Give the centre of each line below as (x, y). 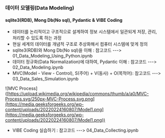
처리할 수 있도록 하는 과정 (37, 38)
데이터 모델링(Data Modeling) (40, 7)
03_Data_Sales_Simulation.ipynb (45, 79)
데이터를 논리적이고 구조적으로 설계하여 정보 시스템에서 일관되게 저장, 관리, (85, 32)
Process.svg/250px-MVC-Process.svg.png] (50, 99)
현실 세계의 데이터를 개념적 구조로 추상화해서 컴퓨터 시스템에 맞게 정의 (80, 44)
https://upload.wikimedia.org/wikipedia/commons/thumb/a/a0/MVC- (79, 94)
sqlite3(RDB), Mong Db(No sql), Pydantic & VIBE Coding (64, 20)
